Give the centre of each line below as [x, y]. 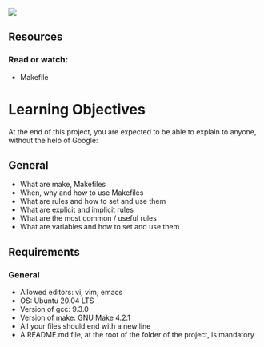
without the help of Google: [53, 140]
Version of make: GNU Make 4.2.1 [75, 318]
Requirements [44, 252]
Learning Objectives [77, 109]
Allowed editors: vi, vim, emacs [71, 293]
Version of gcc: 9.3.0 [54, 309]
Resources [36, 37]
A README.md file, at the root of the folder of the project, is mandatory [137, 335]
